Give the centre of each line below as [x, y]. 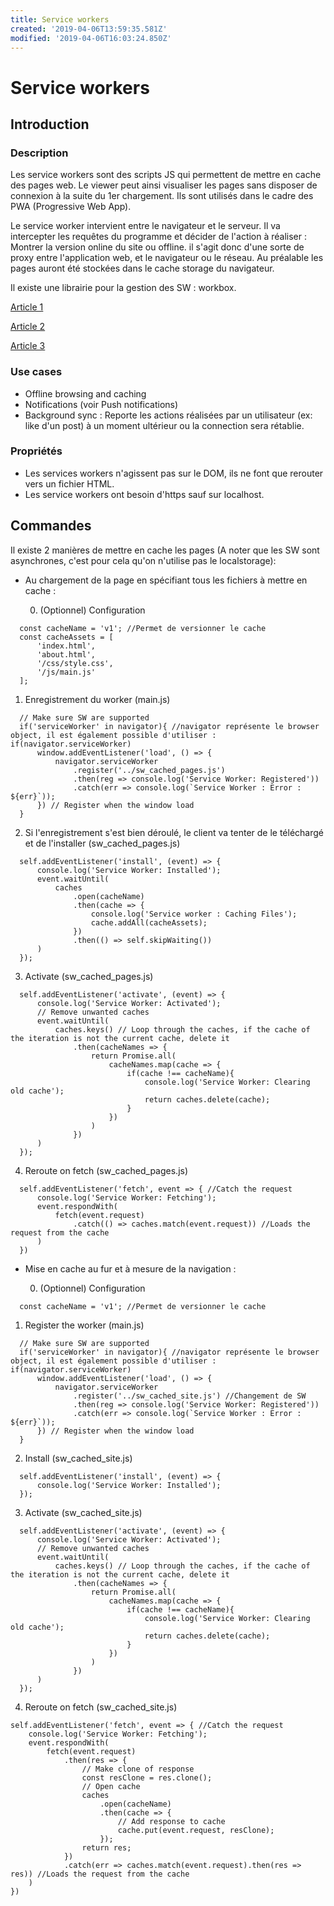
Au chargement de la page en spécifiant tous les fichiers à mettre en [166, 580]
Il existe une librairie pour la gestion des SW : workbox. [123, 288]
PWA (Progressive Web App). [71, 207]
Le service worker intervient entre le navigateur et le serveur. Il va [145, 226]
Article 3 [28, 346]
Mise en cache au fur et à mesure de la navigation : [130, 1268]
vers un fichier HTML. [69, 483]
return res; [106, 1847]
